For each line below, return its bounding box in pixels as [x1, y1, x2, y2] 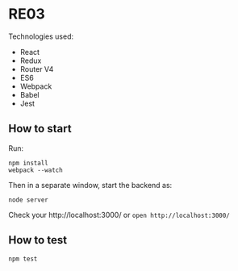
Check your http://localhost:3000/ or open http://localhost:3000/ [8, 210, 230, 219]
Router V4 [19, 64, 54, 73]
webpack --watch [8, 166, 63, 174]
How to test [8, 233, 67, 247]
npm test [8, 255, 38, 263]
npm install [8, 159, 48, 167]
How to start [8, 122, 72, 135]
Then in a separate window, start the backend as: [8, 180, 173, 190]
